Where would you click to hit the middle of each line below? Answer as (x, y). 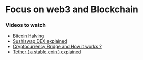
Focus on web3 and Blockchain (72, 9)
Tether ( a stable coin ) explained (47, 52)
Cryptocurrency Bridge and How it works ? (57, 47)
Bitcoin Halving (28, 36)
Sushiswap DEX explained (40, 41)
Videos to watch (26, 25)
